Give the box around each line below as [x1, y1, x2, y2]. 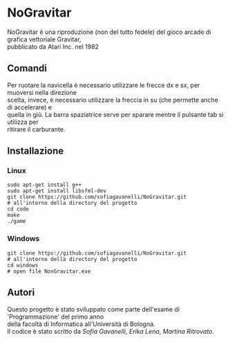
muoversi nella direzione [7, 88, 77, 96]
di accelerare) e [7, 102, 52, 111]
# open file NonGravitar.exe [7, 268, 91, 275]
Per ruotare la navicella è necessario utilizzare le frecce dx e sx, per [7, 81, 200, 89]
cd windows [7, 262, 39, 269]
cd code [7, 206, 30, 213]
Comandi [7, 62, 47, 74]
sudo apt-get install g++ [7, 181, 82, 188]
